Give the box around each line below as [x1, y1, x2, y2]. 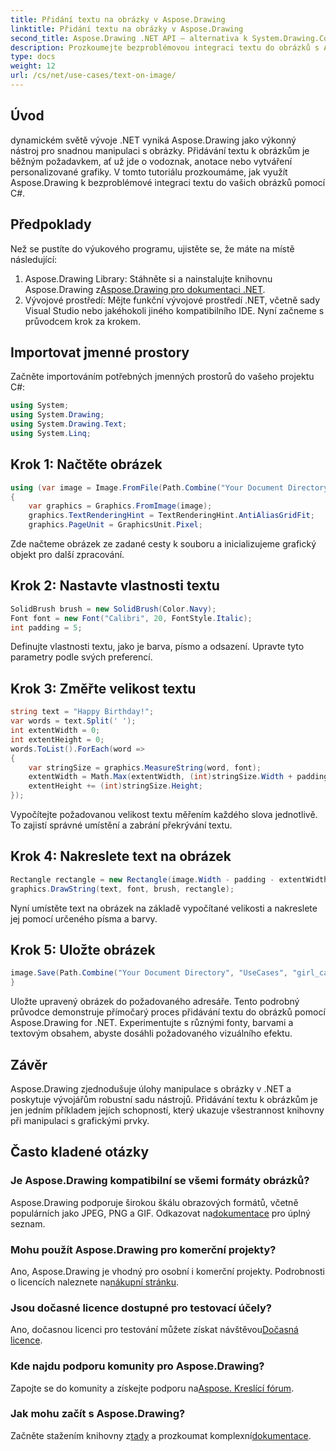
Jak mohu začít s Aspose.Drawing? [10, 1407, 186, 1421]
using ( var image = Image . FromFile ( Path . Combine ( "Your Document [10, 482, 284, 493]
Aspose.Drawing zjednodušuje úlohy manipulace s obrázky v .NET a [10, 1082, 292, 1095]
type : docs [10, 52, 56, 62]
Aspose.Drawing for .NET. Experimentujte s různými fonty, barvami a [10, 1017, 294, 1029]
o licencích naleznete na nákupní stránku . [10, 1276, 180, 1288]
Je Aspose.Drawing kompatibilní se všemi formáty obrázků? [10, 1174, 310, 1188]
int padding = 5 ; [10, 622, 83, 633]
